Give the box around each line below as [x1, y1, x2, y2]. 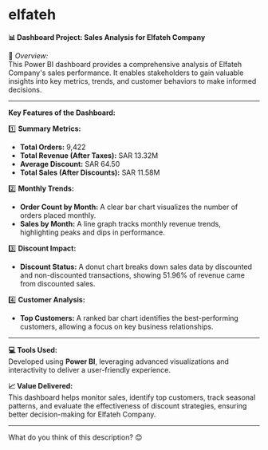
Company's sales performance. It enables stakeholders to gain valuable [8, 68, 244, 77]
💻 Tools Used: [8, 345, 57, 354]
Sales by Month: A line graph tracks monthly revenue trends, [19, 219, 221, 228]
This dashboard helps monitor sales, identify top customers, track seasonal [8, 393, 256, 402]
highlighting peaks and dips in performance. [19, 227, 166, 237]
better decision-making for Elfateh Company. [8, 409, 156, 419]
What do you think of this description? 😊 [8, 432, 143, 442]
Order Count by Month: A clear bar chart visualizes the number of [19, 202, 238, 211]
